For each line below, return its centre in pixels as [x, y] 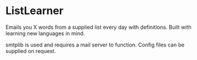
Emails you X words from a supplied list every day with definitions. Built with [99, 27]
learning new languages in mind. [45, 33]
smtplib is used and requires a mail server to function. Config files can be [95, 45]
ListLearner [34, 11]
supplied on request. [31, 51]
